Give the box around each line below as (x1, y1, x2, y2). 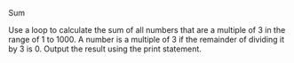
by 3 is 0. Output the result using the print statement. (8, 43, 202, 54)
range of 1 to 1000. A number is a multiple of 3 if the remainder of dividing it (8, 35, 285, 44)
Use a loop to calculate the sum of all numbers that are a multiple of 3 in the (8, 25, 286, 35)
